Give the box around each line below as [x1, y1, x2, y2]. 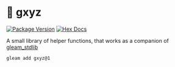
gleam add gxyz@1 [6, 55, 51, 61]
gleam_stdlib [6, 43, 38, 51]
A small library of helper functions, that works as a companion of [6, 37, 170, 44]
